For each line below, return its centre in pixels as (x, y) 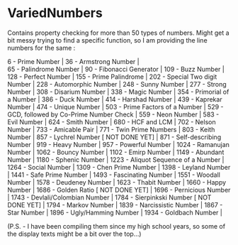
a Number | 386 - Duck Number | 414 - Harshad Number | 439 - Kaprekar (115, 99)
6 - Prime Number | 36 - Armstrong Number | (73, 61)
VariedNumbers (55, 13)
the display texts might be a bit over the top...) (74, 234)
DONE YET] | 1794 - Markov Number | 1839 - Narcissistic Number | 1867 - (115, 205)
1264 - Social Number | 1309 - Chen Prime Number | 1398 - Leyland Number (119, 167)
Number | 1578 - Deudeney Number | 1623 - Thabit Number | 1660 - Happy (117, 182)
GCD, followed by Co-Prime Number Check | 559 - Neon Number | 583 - (113, 114)
